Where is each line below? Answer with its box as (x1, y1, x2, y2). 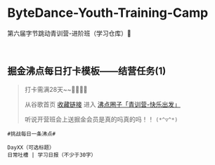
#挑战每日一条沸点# (7, 130, 56, 138)
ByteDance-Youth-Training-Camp (7, 5, 209, 21)
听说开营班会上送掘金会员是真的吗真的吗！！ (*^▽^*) (24, 114, 178, 124)
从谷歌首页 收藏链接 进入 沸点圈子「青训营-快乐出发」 (24, 100, 181, 108)
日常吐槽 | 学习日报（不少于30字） (7, 151, 97, 159)
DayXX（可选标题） (7, 144, 55, 151)
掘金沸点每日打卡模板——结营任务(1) (7, 65, 167, 77)
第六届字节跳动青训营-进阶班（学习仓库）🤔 (7, 29, 131, 37)
